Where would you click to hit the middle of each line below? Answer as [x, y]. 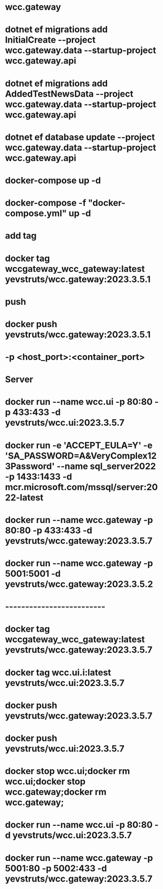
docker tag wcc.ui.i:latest [58, 672]
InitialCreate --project [50, 40]
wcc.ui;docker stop [45, 782]
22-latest [24, 497]
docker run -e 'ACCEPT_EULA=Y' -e [79, 445]
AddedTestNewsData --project [69, 94]
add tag [21, 236]
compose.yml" [36, 213]
